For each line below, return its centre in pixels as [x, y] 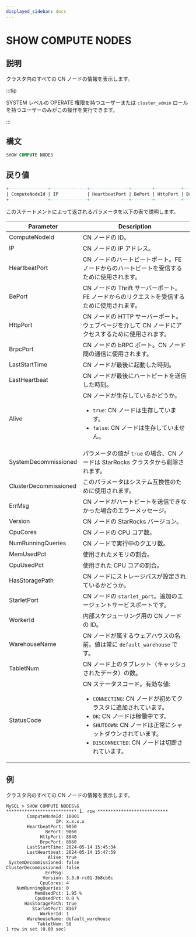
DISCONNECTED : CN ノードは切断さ [138, 743]
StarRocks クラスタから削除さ [143, 462]
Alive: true [62, 857]
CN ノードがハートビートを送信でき [132, 501]
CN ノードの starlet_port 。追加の [130, 596]
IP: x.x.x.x [70, 821]
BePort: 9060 [61, 832]
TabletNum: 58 [54, 924]
